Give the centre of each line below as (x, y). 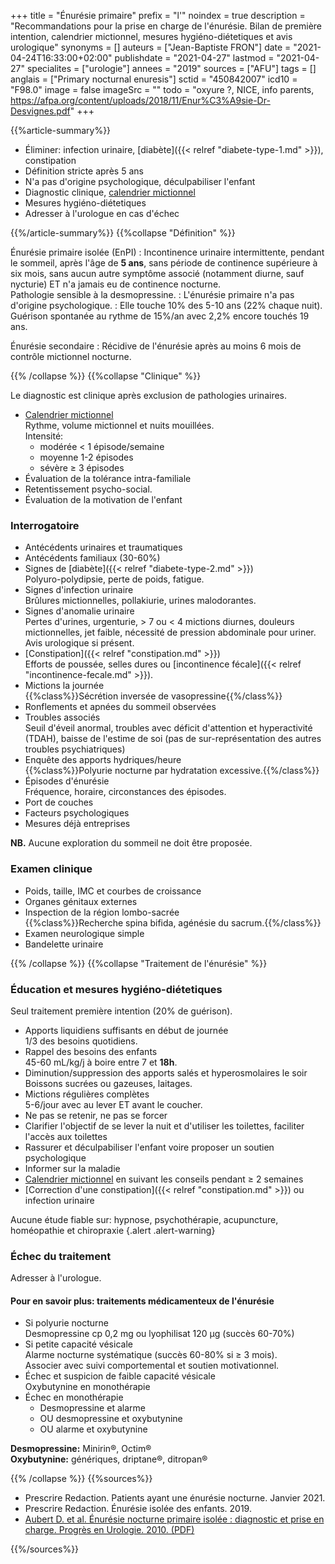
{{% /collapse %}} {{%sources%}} (81, 1479)
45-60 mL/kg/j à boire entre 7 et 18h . (101, 1062)
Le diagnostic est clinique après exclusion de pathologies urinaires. (149, 395)
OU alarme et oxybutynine (93, 1429)
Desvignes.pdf (40, 111)
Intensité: (44, 436)
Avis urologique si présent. (79, 643)
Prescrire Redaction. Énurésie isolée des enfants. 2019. (138, 1509)
